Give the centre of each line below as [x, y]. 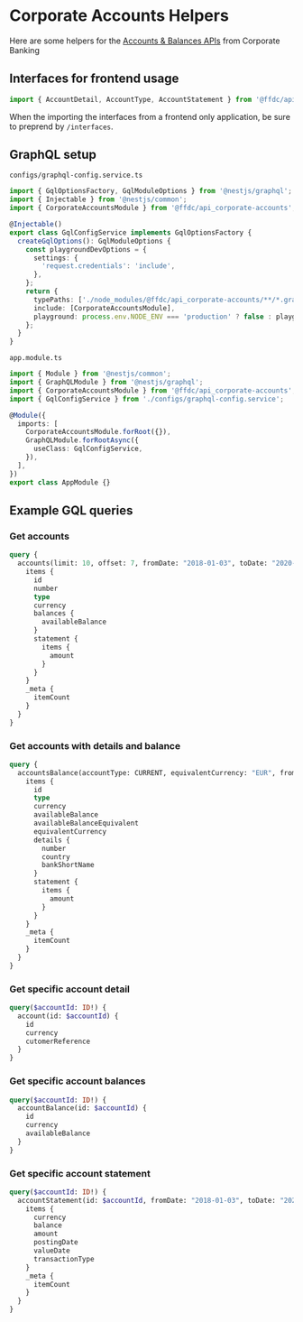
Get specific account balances [78, 1081]
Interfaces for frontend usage [94, 79]
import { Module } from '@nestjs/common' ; [90, 374]
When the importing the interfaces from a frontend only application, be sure [150, 116]
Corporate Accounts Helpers [119, 16]
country [56, 857]
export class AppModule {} [60, 482]
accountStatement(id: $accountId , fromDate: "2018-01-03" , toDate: [147, 1200]
